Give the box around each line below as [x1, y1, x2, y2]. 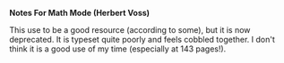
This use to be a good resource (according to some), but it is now [9, 25, 251, 35]
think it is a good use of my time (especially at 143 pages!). [9, 43, 227, 54]
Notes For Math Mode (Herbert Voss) [9, 8, 151, 18]
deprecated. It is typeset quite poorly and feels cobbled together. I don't [9, 35, 276, 44]
